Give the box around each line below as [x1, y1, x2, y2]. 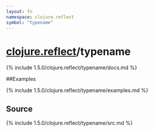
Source [6, 104, 33, 114]
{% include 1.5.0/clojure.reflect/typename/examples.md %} [6, 87, 149, 94]
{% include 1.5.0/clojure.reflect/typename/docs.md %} [6, 64, 137, 71]
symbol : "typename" [6, 19, 54, 25]
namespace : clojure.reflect [6, 14, 75, 20]
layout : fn [6, 8, 33, 15]
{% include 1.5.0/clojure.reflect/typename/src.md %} [6, 120, 133, 127]
